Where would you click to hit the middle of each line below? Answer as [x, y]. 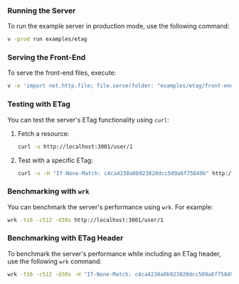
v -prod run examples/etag [47, 39]
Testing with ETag [39, 104]
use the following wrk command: [54, 261]
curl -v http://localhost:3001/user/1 [75, 147]
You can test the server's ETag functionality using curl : [88, 120]
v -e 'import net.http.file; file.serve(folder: [81, 86]
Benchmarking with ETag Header [65, 238]
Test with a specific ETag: [55, 160]
